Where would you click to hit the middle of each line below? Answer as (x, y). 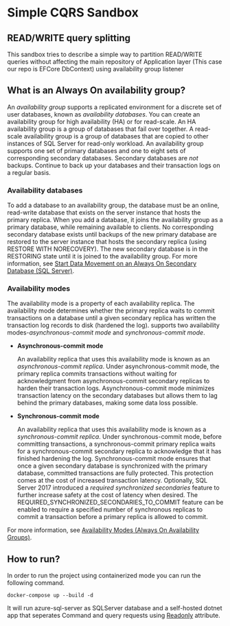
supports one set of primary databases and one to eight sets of (97, 151)
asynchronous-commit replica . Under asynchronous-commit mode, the (118, 366)
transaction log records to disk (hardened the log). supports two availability (113, 325)
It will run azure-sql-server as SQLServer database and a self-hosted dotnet (115, 608)
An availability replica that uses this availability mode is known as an (113, 359)
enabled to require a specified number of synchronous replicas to (110, 509)
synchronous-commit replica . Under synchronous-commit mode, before (119, 437)
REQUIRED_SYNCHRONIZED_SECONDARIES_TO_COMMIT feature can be (120, 503)
